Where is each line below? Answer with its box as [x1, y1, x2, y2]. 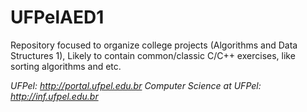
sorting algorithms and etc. [10, 60, 122, 72]
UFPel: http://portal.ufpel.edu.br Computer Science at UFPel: [10, 79, 262, 91]
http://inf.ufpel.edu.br [10, 90, 99, 102]
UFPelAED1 [10, 6, 105, 29]
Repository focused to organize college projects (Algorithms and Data [10, 39, 298, 51]
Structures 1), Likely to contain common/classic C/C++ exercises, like [10, 49, 296, 61]
